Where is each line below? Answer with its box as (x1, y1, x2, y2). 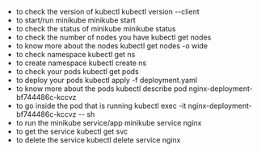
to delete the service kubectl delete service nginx (15, 135, 181, 144)
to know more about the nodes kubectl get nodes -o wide (15, 41, 208, 51)
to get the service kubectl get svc (15, 126, 128, 136)
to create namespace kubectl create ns (15, 58, 147, 68)
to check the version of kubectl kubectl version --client (15, 7, 200, 16)
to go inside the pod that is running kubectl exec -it (15, 101, 187, 110)
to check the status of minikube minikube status (15, 24, 176, 33)
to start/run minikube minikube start (15, 15, 136, 25)
